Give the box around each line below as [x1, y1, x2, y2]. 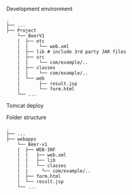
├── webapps [6, 136, 36, 142]
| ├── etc [17, 38, 45, 44]
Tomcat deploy [6, 102, 44, 109]
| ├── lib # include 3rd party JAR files [17, 49, 127, 55]
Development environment [6, 5, 73, 12]
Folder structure [6, 114, 47, 121]
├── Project [6, 27, 36, 33]
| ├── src [17, 54, 45, 60]
